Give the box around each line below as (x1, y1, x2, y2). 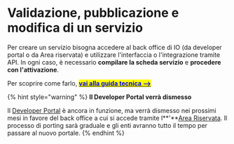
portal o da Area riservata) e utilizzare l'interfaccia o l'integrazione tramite (7, 51, 221, 59)
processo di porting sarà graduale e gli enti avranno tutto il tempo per (7, 121, 208, 129)
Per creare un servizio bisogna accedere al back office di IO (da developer (7, 43, 222, 51)
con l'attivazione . (7, 65, 60, 74)
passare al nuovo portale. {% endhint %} (7, 129, 125, 137)
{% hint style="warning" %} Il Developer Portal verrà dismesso (7, 93, 192, 101)
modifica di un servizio (7, 20, 144, 36)
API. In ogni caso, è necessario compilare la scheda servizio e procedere (7, 58, 221, 66)
